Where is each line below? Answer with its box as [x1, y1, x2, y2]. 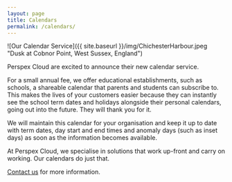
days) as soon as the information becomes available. [7, 134, 158, 142]
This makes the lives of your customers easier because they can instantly [7, 91, 217, 99]
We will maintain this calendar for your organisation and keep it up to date [7, 119, 217, 127]
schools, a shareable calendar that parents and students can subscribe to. [7, 84, 220, 92]
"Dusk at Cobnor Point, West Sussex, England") [7, 49, 143, 57]
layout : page [7, 10, 45, 17]
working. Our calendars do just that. [7, 154, 109, 163]
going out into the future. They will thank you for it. [7, 105, 152, 114]
